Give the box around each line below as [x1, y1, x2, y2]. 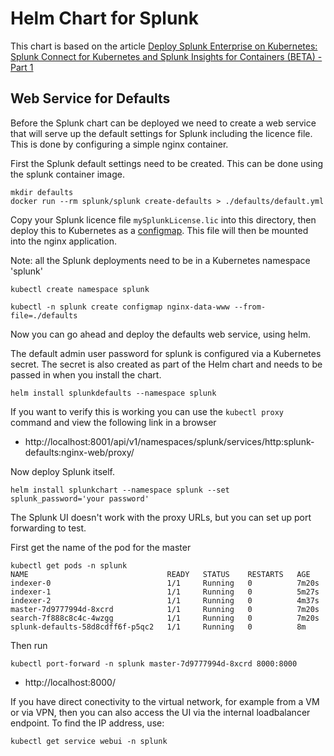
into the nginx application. [10, 235, 117, 247]
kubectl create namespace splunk [10, 284, 150, 294]
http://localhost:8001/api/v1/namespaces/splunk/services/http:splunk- [24, 435, 315, 447]
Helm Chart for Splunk [10, 7, 200, 30]
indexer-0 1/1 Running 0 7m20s [10, 578, 320, 588]
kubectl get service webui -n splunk [10, 736, 168, 746]
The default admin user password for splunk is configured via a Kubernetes [10, 347, 322, 359]
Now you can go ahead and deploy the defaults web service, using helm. [10, 328, 311, 340]
